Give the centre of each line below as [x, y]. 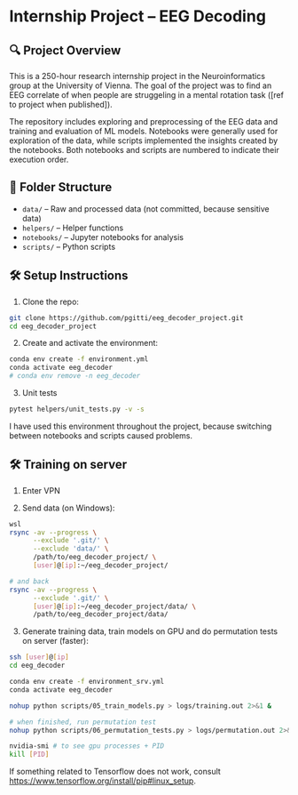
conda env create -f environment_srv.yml [87, 682]
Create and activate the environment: [90, 343]
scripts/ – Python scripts [69, 246]
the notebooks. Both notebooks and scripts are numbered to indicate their [144, 150]
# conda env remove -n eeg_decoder [75, 376]
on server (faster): [55, 641]
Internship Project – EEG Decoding [137, 16]
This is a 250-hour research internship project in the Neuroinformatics [137, 76]
